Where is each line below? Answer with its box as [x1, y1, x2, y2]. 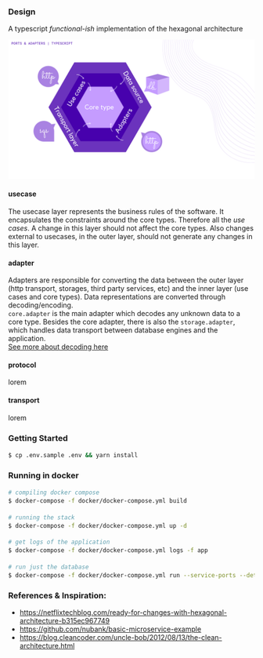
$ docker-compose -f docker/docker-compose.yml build [8, 496, 188, 504]
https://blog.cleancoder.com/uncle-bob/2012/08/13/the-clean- [19, 633, 222, 642]
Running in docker [8, 470, 80, 481]
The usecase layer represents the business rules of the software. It [8, 207, 225, 216]
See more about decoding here [8, 342, 109, 351]
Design [8, 6, 36, 17]
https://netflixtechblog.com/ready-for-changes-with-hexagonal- [19, 608, 228, 617]
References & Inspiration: [8, 590, 107, 601]
